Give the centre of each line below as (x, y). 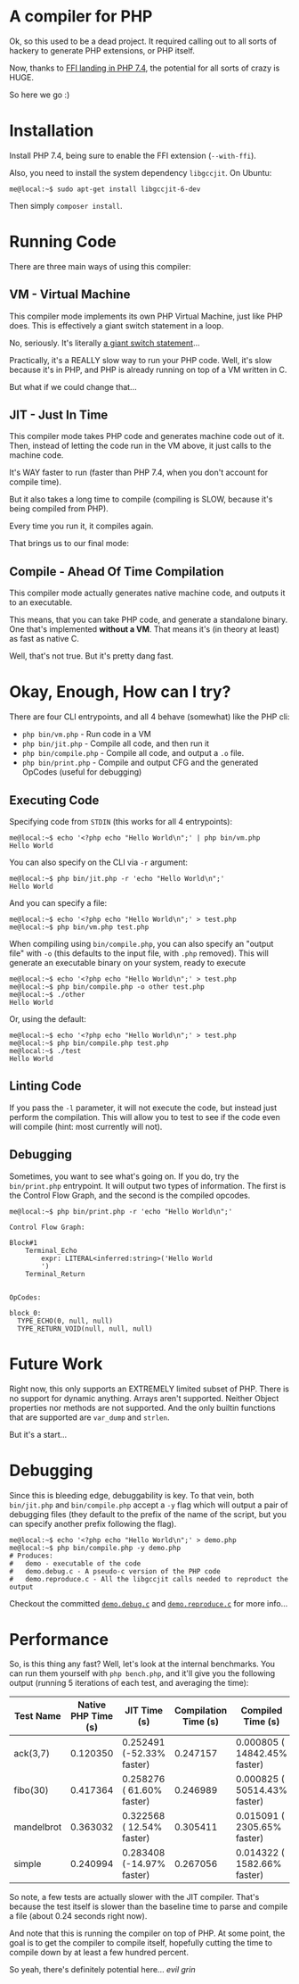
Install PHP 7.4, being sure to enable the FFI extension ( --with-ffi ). (133, 155)
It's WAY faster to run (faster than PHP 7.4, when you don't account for (139, 473)
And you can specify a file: (58, 903)
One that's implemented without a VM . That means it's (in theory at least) (145, 629)
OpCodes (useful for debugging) (82, 772)
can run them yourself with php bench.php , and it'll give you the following (142, 1673)
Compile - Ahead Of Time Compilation (117, 572)
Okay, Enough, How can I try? (120, 692)
